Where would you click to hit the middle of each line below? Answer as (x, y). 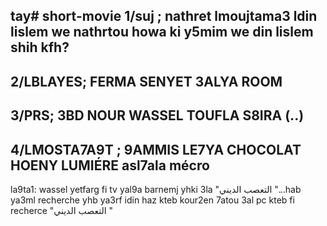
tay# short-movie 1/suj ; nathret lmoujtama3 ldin (164, 16)
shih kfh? (40, 47)
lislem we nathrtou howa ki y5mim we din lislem (162, 32)
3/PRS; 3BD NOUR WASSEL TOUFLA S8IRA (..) (157, 115)
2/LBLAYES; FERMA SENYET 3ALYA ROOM (146, 81)
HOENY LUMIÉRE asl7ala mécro (110, 165)
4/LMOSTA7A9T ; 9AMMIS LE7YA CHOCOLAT (156, 149)
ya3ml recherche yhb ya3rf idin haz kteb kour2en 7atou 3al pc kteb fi (152, 200)
